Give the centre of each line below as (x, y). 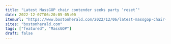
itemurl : (15, 19)
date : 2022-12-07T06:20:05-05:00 (41, 15)
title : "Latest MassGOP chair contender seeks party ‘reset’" (73, 10)
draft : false (19, 33)
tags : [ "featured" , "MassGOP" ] (38, 29)
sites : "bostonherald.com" (34, 24)
